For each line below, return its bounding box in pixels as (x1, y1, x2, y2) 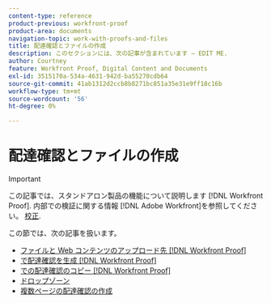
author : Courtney (8, 58, 67, 66)
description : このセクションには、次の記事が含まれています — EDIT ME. (8, 49, 228, 58)
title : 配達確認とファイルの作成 (8, 42, 107, 50)
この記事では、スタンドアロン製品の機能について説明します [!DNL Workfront (8, 191, 264, 201)
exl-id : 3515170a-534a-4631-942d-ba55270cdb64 (8, 72, 168, 80)
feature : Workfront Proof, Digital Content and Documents (8, 65, 208, 73)
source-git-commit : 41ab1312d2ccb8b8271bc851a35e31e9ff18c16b (8, 79, 222, 87)
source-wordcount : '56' (8, 95, 89, 103)
